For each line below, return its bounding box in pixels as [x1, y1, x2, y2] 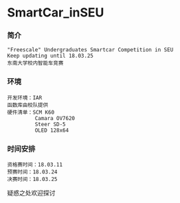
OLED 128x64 [34, 127, 69, 134]
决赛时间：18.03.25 [7, 176, 58, 183]
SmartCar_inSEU [7, 5, 104, 21]
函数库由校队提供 [7, 101, 49, 108]
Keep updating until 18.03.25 [7, 53, 94, 60]
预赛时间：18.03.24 [7, 169, 58, 176]
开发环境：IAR [7, 94, 43, 101]
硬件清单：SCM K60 [7, 108, 55, 116]
